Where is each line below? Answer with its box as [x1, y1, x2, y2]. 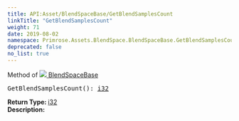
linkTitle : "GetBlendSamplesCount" [7, 17, 113, 24]
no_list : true [7, 51, 50, 58]
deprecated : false [7, 43, 62, 51]
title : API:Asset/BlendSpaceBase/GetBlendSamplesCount [7, 10, 174, 18]
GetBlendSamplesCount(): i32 [7, 84, 109, 93]
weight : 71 [7, 23, 40, 31]
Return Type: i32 [7, 98, 58, 106]
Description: [7, 105, 45, 114]
